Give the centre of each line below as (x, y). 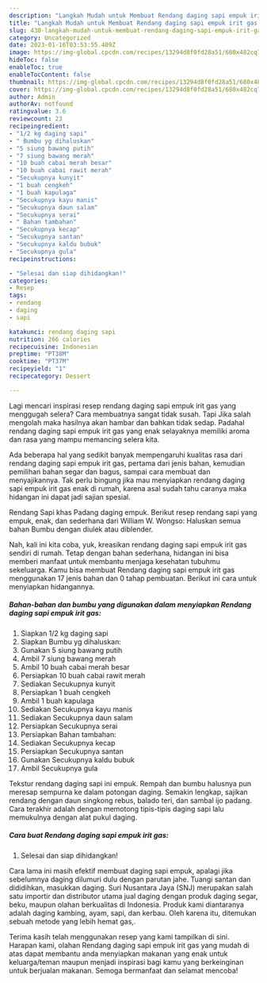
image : (20, 52)
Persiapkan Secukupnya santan (72, 751)
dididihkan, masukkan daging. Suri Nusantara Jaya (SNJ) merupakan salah (131, 887)
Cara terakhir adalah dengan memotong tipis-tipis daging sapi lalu (116, 808)
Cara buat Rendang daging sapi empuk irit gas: (89, 835)
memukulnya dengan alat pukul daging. (73, 817)
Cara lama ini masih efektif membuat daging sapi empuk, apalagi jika (121, 870)
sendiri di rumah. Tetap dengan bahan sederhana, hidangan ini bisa (119, 553)
